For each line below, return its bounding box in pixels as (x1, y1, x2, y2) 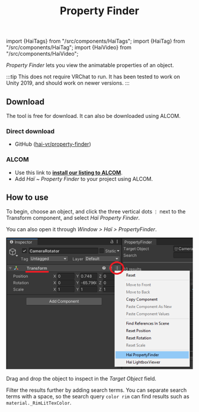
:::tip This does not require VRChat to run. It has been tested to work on (6, 73, 181, 81)
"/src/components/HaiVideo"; (6, 50, 79, 58)
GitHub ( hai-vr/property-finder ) (14, 140, 91, 148)
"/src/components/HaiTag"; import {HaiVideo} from (6, 44, 132, 51)
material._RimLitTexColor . (6, 399, 72, 407)
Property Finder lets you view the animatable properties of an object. (6, 62, 174, 69)
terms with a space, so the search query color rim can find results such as (6, 393, 190, 400)
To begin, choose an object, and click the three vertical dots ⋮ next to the (6, 208, 186, 215)
